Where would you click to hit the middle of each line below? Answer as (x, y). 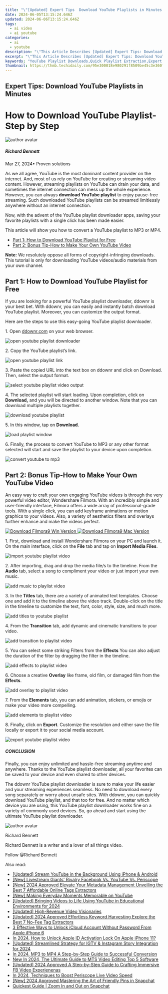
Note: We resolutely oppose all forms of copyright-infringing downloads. (80, 255)
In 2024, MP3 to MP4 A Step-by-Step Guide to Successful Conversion (85, 954)
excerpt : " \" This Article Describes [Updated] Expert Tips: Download (79, 56)
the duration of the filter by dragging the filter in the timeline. (67, 656)
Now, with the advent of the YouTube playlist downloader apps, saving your (83, 215)
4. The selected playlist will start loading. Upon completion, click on (75, 395)
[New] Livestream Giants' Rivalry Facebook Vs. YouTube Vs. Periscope (85, 880)
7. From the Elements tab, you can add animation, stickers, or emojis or (78, 700)
